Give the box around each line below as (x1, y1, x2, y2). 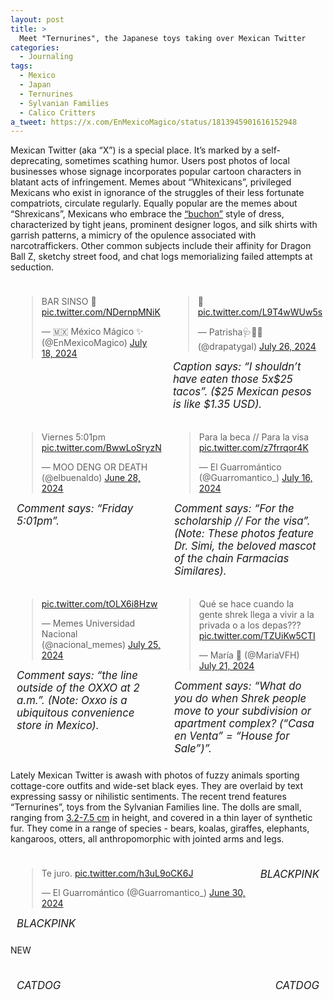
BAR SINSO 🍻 (41, 296, 97, 308)
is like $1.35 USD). (172, 397, 263, 411)
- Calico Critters (19, 107, 97, 118)
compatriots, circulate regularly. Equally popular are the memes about (10, 197, 298, 210)
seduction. (10, 261, 55, 273)
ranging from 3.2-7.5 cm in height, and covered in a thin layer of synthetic (10, 812, 313, 824)
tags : (10, 61, 33, 71)
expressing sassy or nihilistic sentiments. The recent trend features (10, 791, 287, 803)
